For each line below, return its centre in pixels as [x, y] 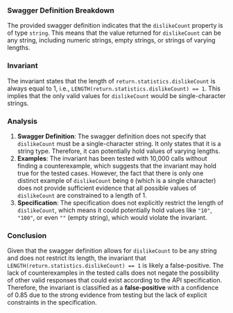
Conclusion [27, 235]
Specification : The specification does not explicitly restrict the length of [120, 202]
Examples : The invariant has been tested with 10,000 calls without [112, 158]
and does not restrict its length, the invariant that [77, 258]
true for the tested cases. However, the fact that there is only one [110, 173]
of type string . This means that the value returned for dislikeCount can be [114, 33]
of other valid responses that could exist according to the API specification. [115, 280]
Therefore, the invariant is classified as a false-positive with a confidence [113, 288]
